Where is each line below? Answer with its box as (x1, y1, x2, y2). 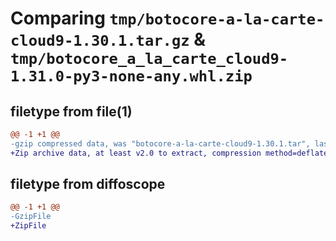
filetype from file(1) (10, 103, 133, 120)
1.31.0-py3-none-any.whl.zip (10, 67, 253, 86)
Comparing (10, 7, 106, 30)
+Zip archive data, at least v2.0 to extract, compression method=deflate (10, 148, 329, 158)
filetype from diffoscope (10, 176, 166, 193)
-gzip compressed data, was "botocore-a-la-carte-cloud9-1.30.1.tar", (10, 138, 311, 149)
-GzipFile (10, 212, 52, 222)
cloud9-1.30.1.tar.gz (10, 32, 190, 51)
